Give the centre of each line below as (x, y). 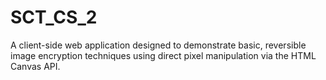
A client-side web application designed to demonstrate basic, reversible (158, 45)
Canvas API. (35, 66)
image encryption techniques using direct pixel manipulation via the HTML (163, 55)
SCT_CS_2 (54, 17)
